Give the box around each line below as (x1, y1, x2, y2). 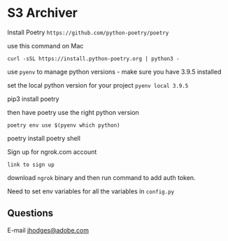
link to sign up (7, 161, 55, 168)
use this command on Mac (7, 41, 84, 50)
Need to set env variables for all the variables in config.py (7, 187, 175, 195)
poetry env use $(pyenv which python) (7, 121, 120, 129)
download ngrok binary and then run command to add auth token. (7, 173, 196, 181)
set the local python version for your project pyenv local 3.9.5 (7, 81, 189, 89)
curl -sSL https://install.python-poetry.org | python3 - (7, 55, 180, 62)
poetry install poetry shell (7, 134, 80, 142)
